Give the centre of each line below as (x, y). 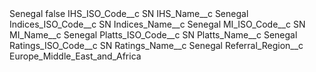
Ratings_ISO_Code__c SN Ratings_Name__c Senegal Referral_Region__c (156, 45)
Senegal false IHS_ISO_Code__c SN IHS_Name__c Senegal (129, 13)
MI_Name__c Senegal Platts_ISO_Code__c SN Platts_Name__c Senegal (153, 35)
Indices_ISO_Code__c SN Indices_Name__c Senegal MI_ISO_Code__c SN (157, 24)
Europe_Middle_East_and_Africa (75, 56)
